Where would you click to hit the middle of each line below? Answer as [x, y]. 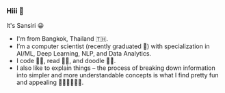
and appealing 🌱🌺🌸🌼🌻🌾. [50, 82]
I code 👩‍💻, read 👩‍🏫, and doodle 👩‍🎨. [66, 61]
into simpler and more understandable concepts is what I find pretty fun [118, 75]
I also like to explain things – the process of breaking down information [116, 68]
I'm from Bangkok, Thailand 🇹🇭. [62, 39]
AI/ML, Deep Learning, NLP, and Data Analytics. [84, 54]
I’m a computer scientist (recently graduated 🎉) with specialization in [113, 46]
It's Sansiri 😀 [25, 26]
